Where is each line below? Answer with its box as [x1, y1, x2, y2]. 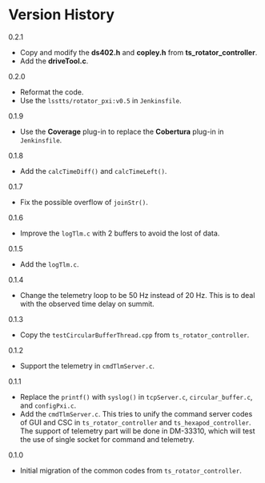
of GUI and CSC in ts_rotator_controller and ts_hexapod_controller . [19, 417, 251, 427]
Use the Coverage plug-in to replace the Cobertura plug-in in [19, 127, 224, 136]
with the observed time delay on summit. [19, 299, 155, 308]
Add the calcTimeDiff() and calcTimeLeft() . [19, 166, 167, 175]
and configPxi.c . [19, 400, 77, 410]
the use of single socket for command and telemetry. [19, 434, 195, 444]
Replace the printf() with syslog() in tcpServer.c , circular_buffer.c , [19, 392, 253, 401]
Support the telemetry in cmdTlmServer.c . [19, 360, 155, 370]
